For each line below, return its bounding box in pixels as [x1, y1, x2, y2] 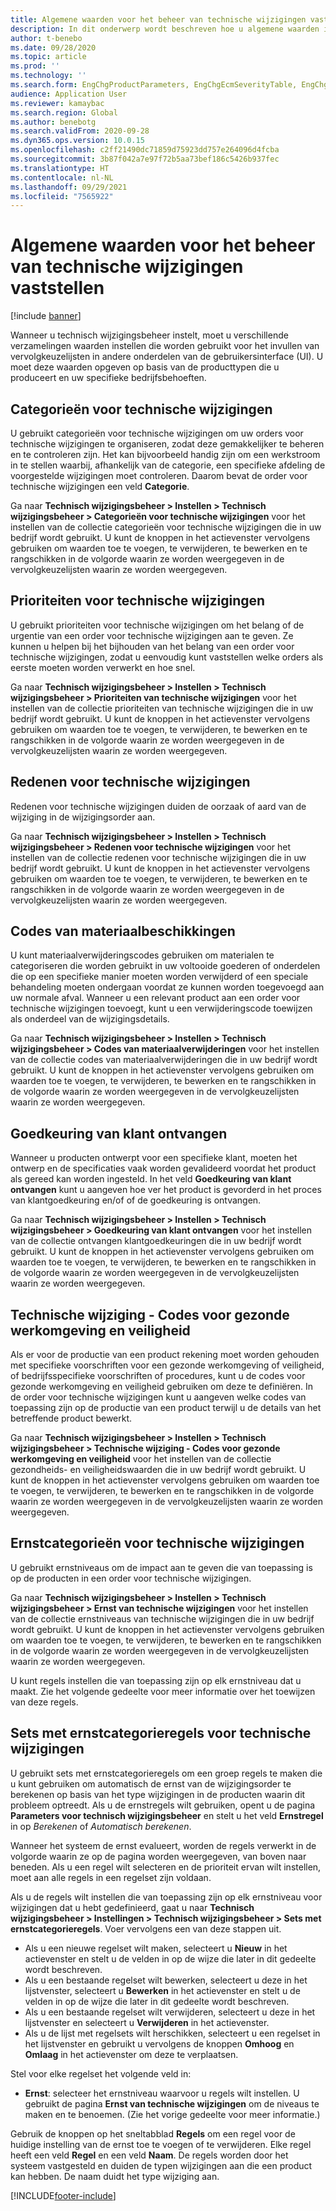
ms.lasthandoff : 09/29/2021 [10, 182, 128, 192]
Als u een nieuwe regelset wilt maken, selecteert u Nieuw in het [24, 1942, 288, 1954]
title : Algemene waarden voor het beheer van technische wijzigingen [10, 14, 307, 25]
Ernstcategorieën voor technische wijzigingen [10, 1535, 305, 1552]
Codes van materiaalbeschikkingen [10, 923, 236, 940]
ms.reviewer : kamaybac [10, 98, 105, 108]
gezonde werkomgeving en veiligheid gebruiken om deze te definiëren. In [10, 1381, 313, 1393]
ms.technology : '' [10, 71, 87, 81]
